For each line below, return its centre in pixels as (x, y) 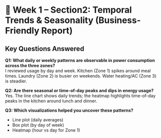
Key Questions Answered (45, 49)
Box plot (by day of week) (38, 125)
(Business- (118, 20)
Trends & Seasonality (49, 20)
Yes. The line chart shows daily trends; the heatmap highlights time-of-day (80, 96)
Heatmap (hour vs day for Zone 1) (46, 130)
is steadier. (16, 81)
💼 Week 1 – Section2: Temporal (69, 10)
